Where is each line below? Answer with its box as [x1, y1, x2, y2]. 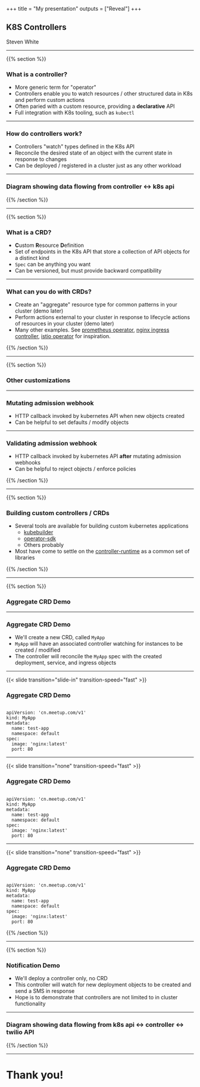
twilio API [6, 1028, 35, 1036]
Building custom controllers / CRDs [6, 509, 110, 518]
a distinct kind [14, 255, 49, 261]
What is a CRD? [6, 228, 52, 236]
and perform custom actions [14, 97, 85, 104]
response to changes [14, 156, 67, 163]
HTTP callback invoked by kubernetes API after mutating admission [14, 453, 182, 460]
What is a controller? [6, 70, 67, 78]
